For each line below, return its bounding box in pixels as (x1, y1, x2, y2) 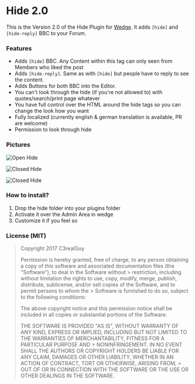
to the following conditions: (20, 294, 86, 301)
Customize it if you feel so (14, 217, 78, 224)
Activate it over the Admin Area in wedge (14, 211, 114, 218)
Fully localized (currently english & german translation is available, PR (14, 114, 183, 121)
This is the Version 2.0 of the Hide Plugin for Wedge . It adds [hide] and (6, 23, 179, 30)
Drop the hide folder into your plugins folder (14, 204, 121, 211)
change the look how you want (14, 107, 89, 115)
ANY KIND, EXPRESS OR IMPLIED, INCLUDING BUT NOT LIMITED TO (20, 329, 187, 336)
